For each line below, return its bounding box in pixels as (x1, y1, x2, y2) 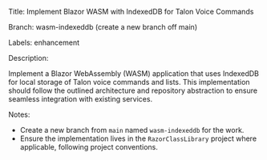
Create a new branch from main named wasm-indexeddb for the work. (19, 126, 245, 134)
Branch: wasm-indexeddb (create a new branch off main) (8, 22, 198, 31)
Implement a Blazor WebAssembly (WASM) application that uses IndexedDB (8, 69, 259, 78)
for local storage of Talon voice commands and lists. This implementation (8, 78, 250, 86)
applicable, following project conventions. (19, 142, 159, 151)
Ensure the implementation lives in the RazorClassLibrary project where (19, 134, 257, 143)
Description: (8, 54, 49, 62)
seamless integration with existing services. (8, 94, 153, 103)
